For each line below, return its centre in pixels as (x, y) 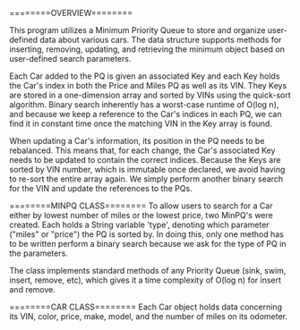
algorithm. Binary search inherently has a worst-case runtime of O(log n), (144, 105)
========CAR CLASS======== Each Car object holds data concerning (146, 307)
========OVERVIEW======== (71, 13)
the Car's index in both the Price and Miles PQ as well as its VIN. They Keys (148, 85)
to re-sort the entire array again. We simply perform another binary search (146, 179)
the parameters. (39, 253)
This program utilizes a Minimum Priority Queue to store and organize (137, 30)
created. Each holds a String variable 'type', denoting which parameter (140, 224)
